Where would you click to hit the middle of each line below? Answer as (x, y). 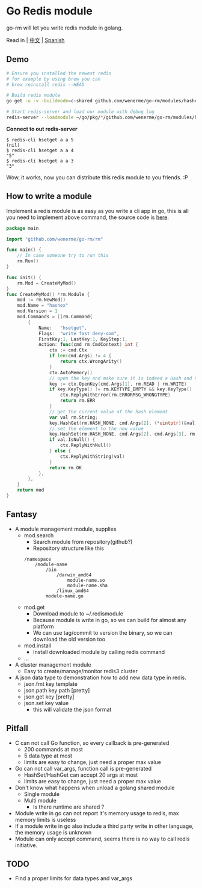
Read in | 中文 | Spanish (35, 40)
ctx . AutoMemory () (71, 372)
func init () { (24, 277)
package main (23, 228)
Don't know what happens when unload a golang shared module (95, 788)
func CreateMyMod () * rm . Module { (48, 294)
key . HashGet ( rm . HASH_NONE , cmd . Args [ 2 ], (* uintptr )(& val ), (124, 423)
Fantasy (22, 515)
